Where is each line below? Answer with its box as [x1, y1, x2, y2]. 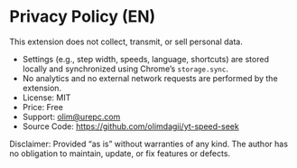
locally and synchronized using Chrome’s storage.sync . [22, 63, 228, 74]
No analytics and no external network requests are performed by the [22, 72, 278, 83]
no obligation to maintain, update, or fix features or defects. [9, 147, 231, 159]
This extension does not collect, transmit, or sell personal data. [9, 36, 244, 47]
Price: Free [22, 101, 63, 112]
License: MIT [22, 92, 71, 103]
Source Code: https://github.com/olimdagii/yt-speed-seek [22, 120, 239, 132]
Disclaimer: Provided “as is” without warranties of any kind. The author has [9, 138, 289, 149]
